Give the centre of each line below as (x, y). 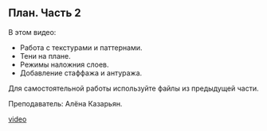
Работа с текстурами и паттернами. (81, 48)
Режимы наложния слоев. (64, 64)
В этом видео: (32, 32)
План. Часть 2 (45, 13)
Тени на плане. (45, 56)
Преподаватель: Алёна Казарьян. (65, 103)
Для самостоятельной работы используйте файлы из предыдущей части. (133, 88)
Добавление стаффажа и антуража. (81, 73)
